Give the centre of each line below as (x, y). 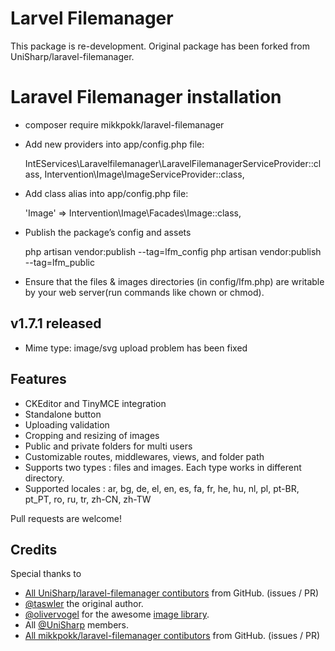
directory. (44, 478)
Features (38, 379)
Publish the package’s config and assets (108, 232)
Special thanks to (46, 574)
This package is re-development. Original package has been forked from (160, 46)
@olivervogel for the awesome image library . (117, 614)
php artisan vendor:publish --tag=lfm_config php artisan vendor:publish (173, 251)
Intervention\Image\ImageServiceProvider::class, (144, 174)
